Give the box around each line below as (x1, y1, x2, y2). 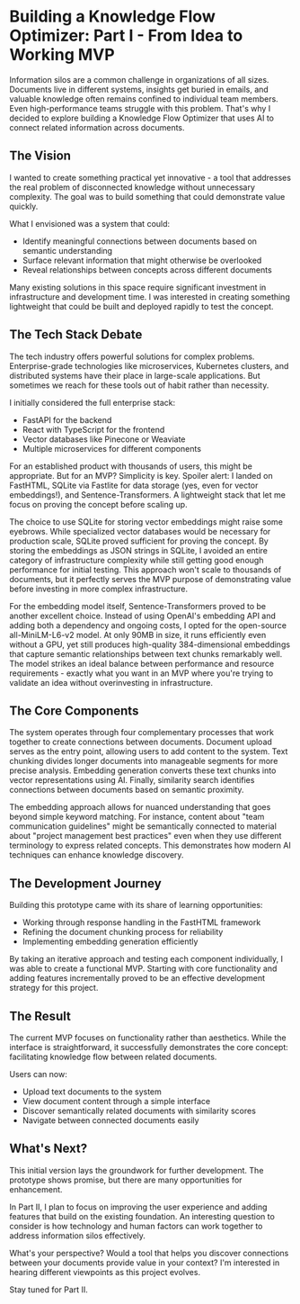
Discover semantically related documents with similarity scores (22, 1105, 256, 1116)
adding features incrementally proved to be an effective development (9, 973, 265, 984)
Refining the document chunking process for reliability (22, 927, 224, 938)
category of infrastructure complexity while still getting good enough (9, 554, 264, 565)
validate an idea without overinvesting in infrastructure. (9, 677, 214, 688)
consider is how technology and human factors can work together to (9, 1220, 263, 1231)
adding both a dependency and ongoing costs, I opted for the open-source (9, 619, 287, 631)
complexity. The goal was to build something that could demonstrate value (9, 191, 286, 202)
